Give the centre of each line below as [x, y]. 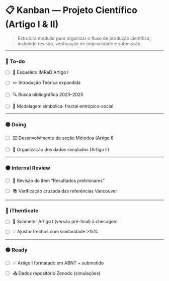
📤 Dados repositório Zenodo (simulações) [56, 273]
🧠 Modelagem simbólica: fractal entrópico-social [63, 106]
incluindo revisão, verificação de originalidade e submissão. [79, 43]
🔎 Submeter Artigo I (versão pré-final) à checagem [65, 222]
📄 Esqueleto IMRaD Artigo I [40, 72]
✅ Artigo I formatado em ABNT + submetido [58, 263]
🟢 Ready [16, 250]
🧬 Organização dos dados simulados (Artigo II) [61, 149]
